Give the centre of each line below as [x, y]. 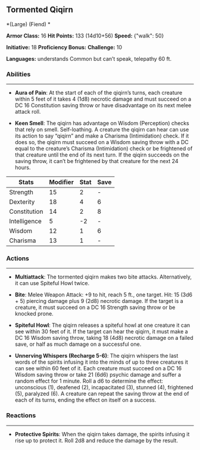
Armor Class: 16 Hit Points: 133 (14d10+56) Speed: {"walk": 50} [85, 36]
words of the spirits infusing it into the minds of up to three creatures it [101, 362]
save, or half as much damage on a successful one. [78, 344]
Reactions [21, 415]
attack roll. [28, 112]
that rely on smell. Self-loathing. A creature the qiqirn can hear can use [102, 130]
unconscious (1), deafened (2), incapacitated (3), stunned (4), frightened [104, 387]
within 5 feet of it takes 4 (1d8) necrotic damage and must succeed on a [103, 99]
